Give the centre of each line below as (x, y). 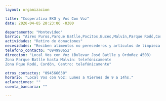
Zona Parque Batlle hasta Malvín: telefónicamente (58, 60)
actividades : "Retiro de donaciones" (44, 41)
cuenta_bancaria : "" (26, 87)
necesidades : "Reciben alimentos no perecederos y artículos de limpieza (83, 46)
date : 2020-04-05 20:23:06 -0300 (40, 23)
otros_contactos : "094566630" (36, 73)
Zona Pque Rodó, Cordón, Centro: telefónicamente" (58, 64)
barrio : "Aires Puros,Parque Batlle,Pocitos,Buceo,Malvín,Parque (74, 37)
